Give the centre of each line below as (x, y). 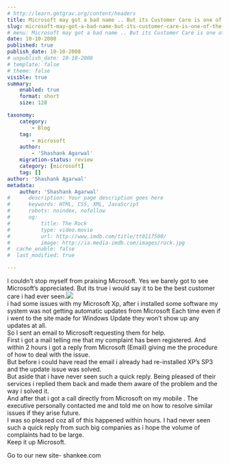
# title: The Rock (47, 224)
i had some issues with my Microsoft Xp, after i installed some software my (113, 303)
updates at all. (27, 325)
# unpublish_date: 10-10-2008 (50, 58)
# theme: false (29, 71)
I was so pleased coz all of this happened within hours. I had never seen (109, 420)
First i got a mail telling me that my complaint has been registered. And (106, 340)
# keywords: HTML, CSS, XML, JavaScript (73, 204)
